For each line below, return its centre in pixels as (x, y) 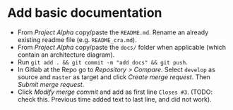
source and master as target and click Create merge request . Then (114, 77)
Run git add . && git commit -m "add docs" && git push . (103, 62)
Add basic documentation (85, 13)
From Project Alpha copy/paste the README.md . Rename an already (113, 32)
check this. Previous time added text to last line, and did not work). (114, 99)
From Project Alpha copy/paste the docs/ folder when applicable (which (122, 47)
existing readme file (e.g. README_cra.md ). (77, 39)
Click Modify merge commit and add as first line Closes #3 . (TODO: (115, 92)
